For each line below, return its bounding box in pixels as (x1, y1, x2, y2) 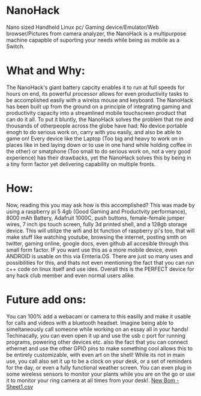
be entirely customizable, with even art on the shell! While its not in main (6, 351, 185, 358)
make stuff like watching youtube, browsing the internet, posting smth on (6, 233, 187, 241)
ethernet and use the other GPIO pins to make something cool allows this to (6, 344, 193, 352)
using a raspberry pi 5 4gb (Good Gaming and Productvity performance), (6, 208, 187, 215)
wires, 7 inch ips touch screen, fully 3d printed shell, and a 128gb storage (6, 220, 187, 227)
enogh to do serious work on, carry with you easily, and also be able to (6, 128, 182, 135)
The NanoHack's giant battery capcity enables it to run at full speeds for (6, 84, 185, 91)
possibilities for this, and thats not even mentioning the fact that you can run (6, 259, 194, 266)
